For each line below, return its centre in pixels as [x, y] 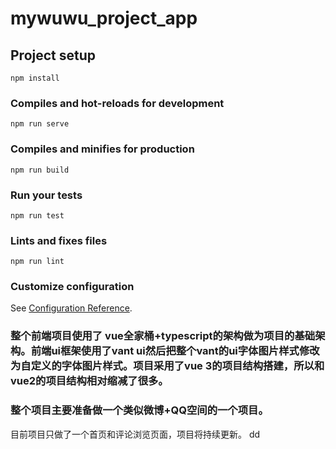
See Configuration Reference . [71, 308]
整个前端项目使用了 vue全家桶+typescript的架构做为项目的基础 [163, 336]
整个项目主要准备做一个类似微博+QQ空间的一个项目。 [139, 410]
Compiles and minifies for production [102, 149]
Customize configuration [72, 287]
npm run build [40, 170]
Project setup [53, 55]
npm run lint [37, 262]
